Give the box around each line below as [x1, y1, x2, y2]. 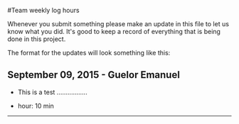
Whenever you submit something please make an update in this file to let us [7, 20, 230, 28]
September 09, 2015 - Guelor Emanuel [7, 69, 180, 81]
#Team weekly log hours [7, 6, 80, 14]
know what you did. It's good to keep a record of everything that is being [7, 28, 221, 35]
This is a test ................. [17, 88, 87, 96]
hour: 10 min [17, 101, 55, 110]
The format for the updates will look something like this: [7, 49, 171, 57]
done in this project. [7, 35, 66, 43]
